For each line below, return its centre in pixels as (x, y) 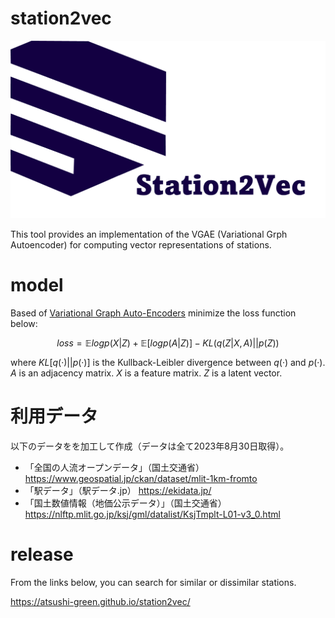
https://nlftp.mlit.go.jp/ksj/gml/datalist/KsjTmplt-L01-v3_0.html (152, 514)
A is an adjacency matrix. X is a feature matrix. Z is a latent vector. (146, 373)
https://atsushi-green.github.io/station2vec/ (100, 601)
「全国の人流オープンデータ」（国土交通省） (114, 467)
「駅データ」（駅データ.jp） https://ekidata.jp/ (118, 490)
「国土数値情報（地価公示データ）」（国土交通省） (125, 503)
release (42, 554)
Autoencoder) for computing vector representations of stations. (141, 244)
